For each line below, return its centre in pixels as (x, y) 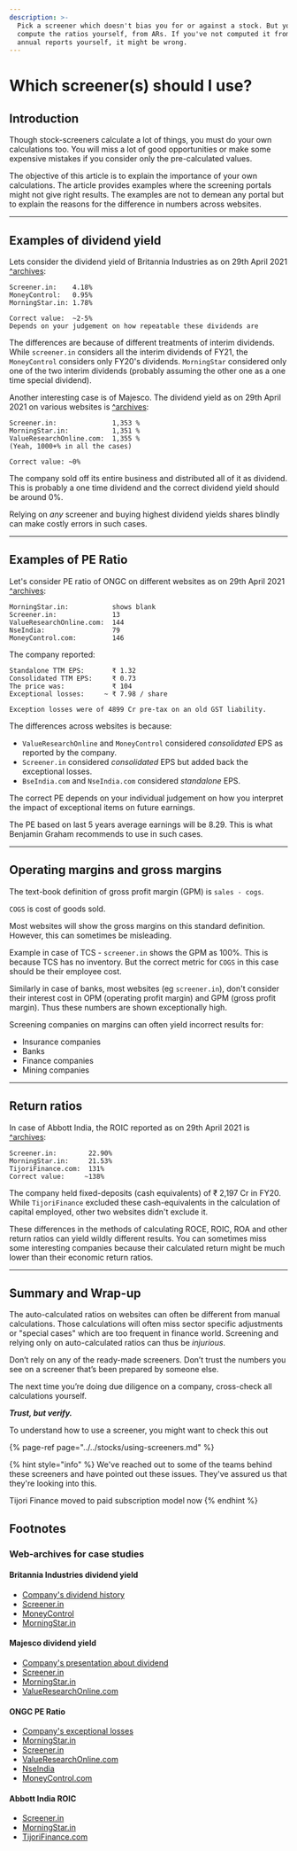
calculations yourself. (48, 1396)
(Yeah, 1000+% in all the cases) (71, 447)
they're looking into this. (53, 1484)
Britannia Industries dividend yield (74, 1575)
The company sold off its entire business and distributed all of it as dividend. (148, 479)
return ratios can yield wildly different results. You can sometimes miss (138, 1238)
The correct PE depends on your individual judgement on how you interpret (146, 798)
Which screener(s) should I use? (131, 86)
